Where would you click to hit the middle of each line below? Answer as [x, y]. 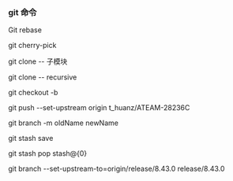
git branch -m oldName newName [63, 123]
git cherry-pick [32, 46]
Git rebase [25, 30]
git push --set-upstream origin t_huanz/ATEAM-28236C [99, 108]
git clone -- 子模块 [38, 61]
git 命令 [23, 12]
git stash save [31, 139]
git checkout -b [33, 93]
